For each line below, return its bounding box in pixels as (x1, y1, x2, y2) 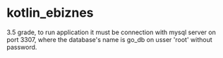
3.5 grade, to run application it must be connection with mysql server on (6, 28, 216, 36)
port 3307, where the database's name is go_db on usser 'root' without (6, 35, 212, 43)
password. (6, 43, 37, 51)
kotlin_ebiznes (6, 5, 94, 21)
